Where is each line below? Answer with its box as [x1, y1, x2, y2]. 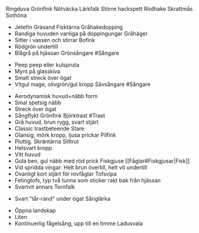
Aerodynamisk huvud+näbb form [14, 93, 98, 99]
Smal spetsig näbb [14, 99, 61, 106]
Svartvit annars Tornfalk [14, 183, 75, 190]
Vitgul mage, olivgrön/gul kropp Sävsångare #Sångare [14, 81, 151, 88]
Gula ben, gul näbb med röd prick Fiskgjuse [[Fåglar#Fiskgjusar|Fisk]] [14, 157, 190, 164]
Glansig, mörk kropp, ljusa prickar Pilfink [14, 131, 116, 138]
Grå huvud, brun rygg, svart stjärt [14, 118, 99, 126]
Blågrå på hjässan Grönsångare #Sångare [14, 49, 119, 57]
